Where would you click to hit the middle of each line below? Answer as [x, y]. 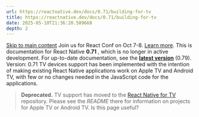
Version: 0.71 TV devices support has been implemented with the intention [98, 64]
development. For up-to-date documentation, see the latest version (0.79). [99, 58]
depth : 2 [17, 28]
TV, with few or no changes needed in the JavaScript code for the [88, 77]
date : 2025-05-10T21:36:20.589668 [49, 23]
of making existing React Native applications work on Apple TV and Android [100, 71]
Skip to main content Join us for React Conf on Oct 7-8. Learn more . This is [99, 45]
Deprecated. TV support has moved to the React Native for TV [98, 95]
